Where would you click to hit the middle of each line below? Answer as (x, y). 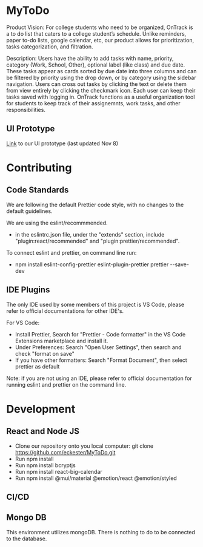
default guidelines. (29, 211)
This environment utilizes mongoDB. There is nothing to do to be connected (101, 532)
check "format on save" (45, 353)
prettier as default (37, 366)
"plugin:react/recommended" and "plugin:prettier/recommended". (97, 241)
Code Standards (38, 190)
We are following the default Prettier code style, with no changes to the (95, 205)
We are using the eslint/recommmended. (57, 223)
